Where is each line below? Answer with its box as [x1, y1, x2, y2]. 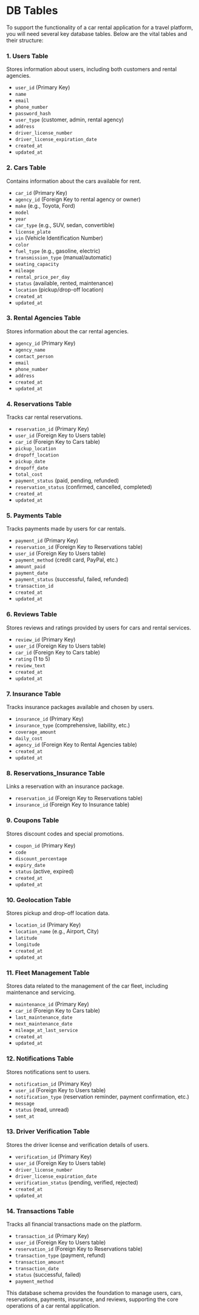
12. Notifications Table [6, 1055, 74, 1063]
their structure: [6, 36, 44, 44]
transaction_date [15, 1266, 59, 1272]
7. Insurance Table [6, 690, 61, 698]
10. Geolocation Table [6, 895, 72, 904]
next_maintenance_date [15, 1021, 73, 1027]
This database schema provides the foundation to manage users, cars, [6, 1290, 183, 1297]
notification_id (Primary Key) [15, 1080, 92, 1087]
